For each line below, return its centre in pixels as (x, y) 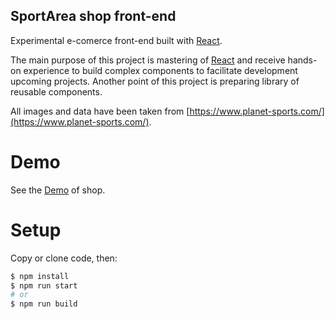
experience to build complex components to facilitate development (160, 70)
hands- (302, 60)
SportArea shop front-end (93, 16)
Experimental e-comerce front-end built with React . (116, 40)
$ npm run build (44, 304)
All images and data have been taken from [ (100, 111)
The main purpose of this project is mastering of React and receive (148, 60)
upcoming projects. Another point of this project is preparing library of (155, 81)
